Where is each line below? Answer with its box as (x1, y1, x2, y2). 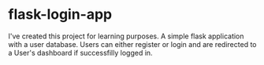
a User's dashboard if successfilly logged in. (8, 48, 153, 57)
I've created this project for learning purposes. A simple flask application (8, 31, 244, 41)
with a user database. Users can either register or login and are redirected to (8, 39, 257, 49)
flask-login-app (8, 5, 113, 23)
